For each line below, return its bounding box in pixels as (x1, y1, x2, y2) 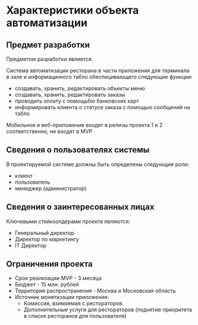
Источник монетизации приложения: (14, 294, 109, 301)
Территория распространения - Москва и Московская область (14, 287, 177, 294)
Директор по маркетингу (14, 235, 79, 243)
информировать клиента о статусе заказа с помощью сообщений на (14, 104, 190, 110)
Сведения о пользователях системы (6, 145, 150, 155)
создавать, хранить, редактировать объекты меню (14, 85, 146, 92)
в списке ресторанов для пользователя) (23, 313, 127, 320)
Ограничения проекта (6, 259, 93, 269)
